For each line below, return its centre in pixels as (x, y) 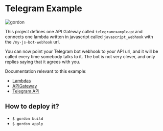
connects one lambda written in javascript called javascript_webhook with (79, 37)
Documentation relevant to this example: (46, 71)
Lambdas (22, 81)
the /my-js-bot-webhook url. (33, 42)
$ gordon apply (28, 124)
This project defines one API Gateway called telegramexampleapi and (74, 31)
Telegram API (26, 91)
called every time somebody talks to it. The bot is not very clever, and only (80, 56)
